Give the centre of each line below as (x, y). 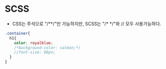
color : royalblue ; (34, 43)
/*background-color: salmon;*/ (47, 48)
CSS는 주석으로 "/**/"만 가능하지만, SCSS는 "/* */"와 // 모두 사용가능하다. (87, 24)
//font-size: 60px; (35, 52)
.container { (17, 33)
